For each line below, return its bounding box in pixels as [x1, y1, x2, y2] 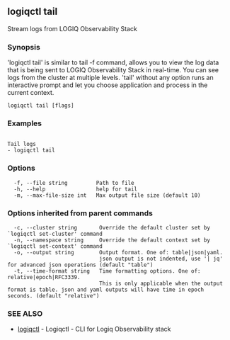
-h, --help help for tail [13, 186, 138, 193]
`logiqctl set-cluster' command [7, 230, 103, 237]
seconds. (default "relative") [7, 293, 100, 300]
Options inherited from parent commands [7, 208, 154, 218]
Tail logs [7, 141, 37, 148]
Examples [7, 118, 42, 128]
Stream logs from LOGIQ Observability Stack [7, 24, 138, 33]
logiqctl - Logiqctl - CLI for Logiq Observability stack [17, 325, 171, 334]
